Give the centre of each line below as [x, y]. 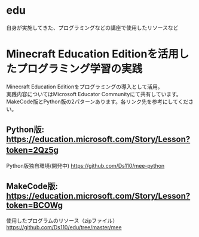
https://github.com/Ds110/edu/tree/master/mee [64, 227]
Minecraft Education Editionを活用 [93, 54]
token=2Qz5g [32, 150]
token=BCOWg [35, 206]
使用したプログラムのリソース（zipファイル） [62, 220]
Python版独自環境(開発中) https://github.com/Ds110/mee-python [85, 165]
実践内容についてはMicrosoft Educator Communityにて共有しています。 [94, 94]
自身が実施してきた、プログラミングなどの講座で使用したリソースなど [92, 27]
